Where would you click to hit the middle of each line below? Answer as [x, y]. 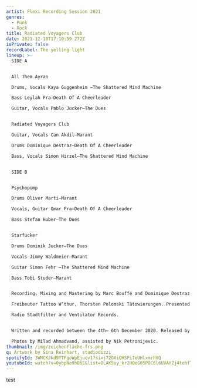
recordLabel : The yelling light [45, 50]
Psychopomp [25, 188]
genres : [16, 17]
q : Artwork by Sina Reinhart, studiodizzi [59, 352]
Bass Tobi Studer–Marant [42, 278]
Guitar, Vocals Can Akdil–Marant [52, 135]
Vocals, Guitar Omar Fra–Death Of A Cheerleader [72, 209]
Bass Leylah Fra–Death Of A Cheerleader [61, 98]
